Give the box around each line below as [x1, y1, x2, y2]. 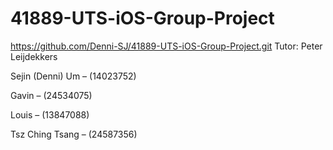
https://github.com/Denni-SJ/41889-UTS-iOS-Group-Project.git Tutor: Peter [10, 40, 323, 52]
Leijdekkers [10, 50, 58, 62]
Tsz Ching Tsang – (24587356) [10, 128, 138, 140]
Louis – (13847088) [10, 108, 90, 121]
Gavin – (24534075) [10, 89, 93, 101]
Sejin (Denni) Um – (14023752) [10, 70, 137, 82]
